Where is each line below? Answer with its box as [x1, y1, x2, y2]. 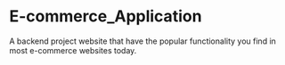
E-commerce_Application [9, 6, 202, 27]
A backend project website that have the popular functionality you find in [9, 36, 276, 46]
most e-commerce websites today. [9, 45, 137, 55]
